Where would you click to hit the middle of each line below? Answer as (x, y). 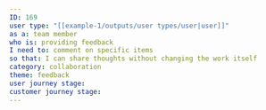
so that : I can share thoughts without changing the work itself (133, 59)
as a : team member (43, 34)
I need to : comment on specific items (81, 51)
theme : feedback (39, 75)
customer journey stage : (55, 91)
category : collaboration (55, 67)
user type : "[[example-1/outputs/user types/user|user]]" (119, 26)
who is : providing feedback (62, 42)
